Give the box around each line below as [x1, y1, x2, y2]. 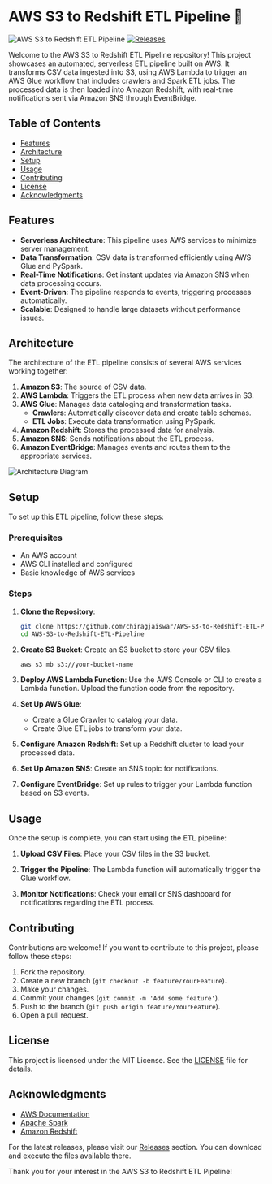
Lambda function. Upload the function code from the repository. [19, 684, 235, 694]
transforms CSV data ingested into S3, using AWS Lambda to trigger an [8, 67, 248, 76]
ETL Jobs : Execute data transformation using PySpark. [32, 417, 216, 426]
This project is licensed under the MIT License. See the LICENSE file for [8, 1055, 248, 1065]
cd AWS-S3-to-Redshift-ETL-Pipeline [19, 629, 145, 638]
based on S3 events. [19, 788, 89, 798]
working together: [8, 366, 68, 376]
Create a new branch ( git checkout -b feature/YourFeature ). [19, 976, 227, 986]
